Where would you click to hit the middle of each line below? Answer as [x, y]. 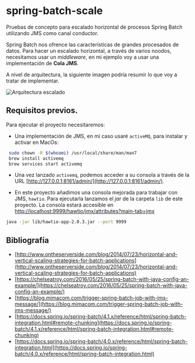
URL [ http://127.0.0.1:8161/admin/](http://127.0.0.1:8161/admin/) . [89, 181]
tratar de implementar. [33, 81]
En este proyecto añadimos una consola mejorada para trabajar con [96, 193]
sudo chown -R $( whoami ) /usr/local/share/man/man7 [73, 153]
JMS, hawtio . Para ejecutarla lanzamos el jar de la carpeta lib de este [98, 199]
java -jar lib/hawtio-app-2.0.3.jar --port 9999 [66, 222]
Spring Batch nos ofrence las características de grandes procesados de [93, 44]
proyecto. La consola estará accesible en [64, 205]
